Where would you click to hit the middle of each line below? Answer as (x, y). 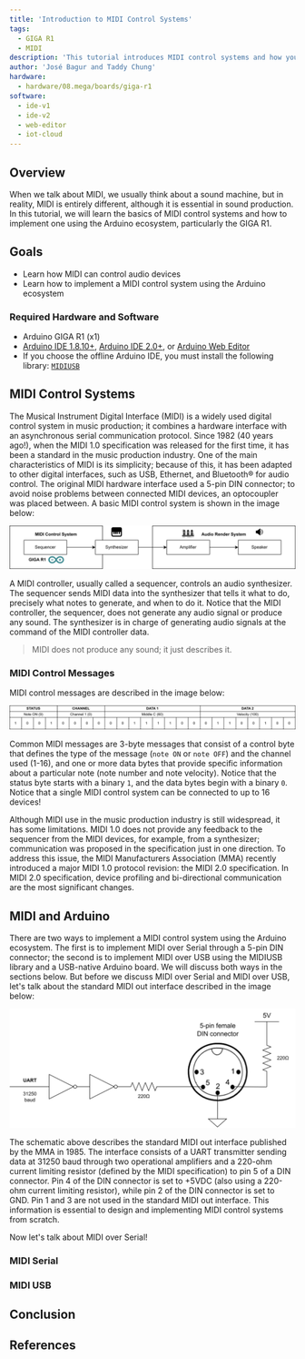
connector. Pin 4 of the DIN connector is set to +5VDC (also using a (136, 1181)
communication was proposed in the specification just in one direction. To (148, 849)
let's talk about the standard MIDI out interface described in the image (140, 987)
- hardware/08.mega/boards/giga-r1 (85, 86)
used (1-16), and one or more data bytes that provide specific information (146, 764)
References (43, 1346)
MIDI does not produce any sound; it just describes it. (132, 649)
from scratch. (35, 1219)
